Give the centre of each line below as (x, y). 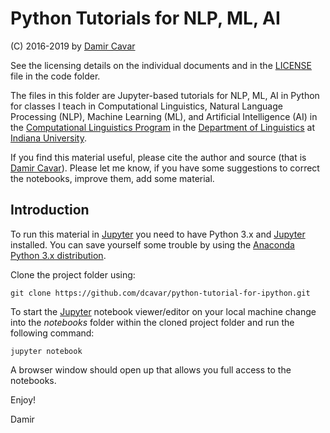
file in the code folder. (55, 76)
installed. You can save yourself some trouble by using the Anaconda (152, 244)
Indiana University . (48, 138)
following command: (52, 333)
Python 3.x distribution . (58, 255)
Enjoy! (23, 399)
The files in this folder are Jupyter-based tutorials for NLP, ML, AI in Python (165, 95)
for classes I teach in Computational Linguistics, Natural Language (146, 106)
